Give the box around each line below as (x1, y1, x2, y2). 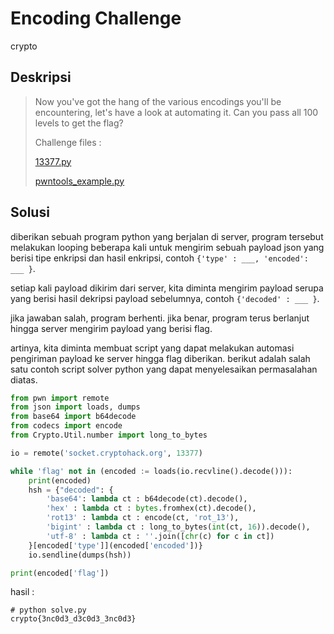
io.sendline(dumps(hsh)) (28, 550, 132, 560)
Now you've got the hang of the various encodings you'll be (34, 95, 282, 107)
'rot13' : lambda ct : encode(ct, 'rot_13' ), (46, 513, 240, 523)
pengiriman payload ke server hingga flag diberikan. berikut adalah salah (10, 352, 311, 364)
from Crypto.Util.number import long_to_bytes (10, 430, 208, 441)
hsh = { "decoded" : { (28, 485, 114, 495)
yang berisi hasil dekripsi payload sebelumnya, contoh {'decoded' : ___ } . (10, 292, 320, 304)
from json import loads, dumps (10, 402, 141, 412)
